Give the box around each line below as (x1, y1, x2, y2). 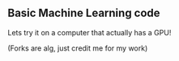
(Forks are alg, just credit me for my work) (7, 43, 148, 53)
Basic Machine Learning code (7, 6, 160, 20)
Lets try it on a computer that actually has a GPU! (7, 27, 172, 37)
